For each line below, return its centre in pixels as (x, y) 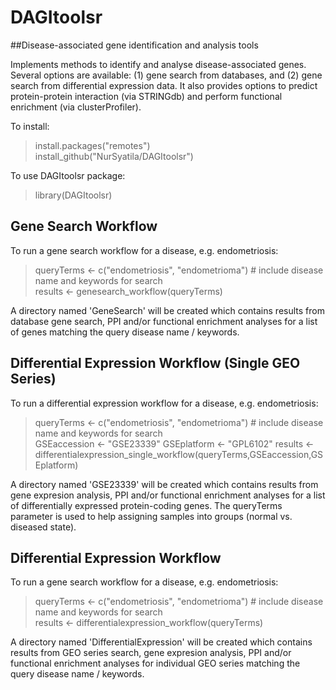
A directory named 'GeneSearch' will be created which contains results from (167, 310)
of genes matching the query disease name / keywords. (125, 332)
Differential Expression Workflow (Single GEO (155, 363)
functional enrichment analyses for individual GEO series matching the (155, 663)
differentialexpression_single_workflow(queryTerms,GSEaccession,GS (179, 454)
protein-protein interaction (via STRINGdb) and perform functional (146, 96)
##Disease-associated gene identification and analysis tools (134, 45)
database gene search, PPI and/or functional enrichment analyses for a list (164, 321)
